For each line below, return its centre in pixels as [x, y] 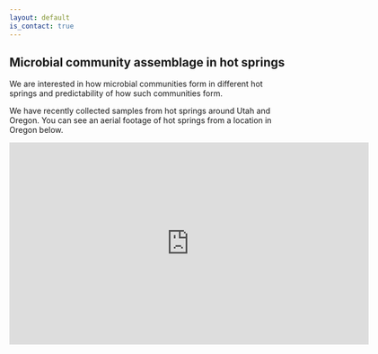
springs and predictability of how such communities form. [116, 93]
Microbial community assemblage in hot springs [147, 62]
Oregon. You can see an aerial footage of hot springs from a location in [141, 120]
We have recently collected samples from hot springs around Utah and [140, 111]
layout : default [40, 18]
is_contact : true [42, 26]
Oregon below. [36, 130]
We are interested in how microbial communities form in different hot [136, 84]
